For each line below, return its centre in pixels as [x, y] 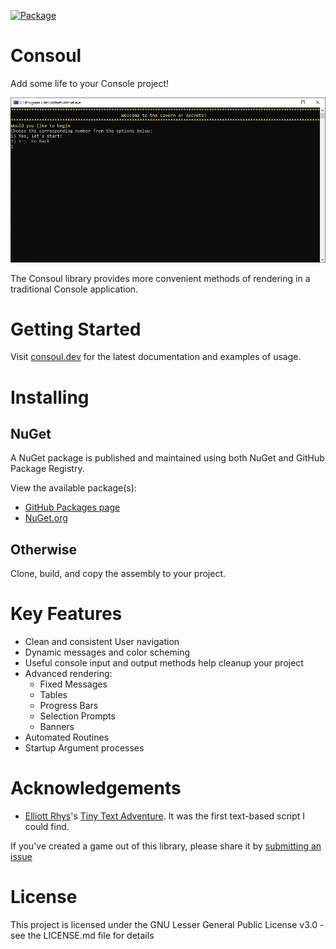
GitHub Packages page [72, 507]
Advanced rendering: [68, 674]
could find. [47, 827]
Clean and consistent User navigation [102, 642]
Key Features [66, 614]
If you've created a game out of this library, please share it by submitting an [166, 846]
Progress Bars [69, 706]
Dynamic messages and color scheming [107, 652]
